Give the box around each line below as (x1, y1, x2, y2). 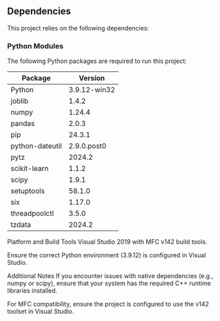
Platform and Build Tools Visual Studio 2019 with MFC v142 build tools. (7, 238, 208, 246)
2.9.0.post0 (68, 141, 107, 151)
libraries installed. (7, 286, 57, 295)
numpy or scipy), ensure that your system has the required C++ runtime (7, 279, 212, 288)
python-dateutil (10, 141, 62, 151)
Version (79, 73, 106, 83)
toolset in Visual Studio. (7, 307, 74, 315)
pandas (10, 119, 35, 129)
